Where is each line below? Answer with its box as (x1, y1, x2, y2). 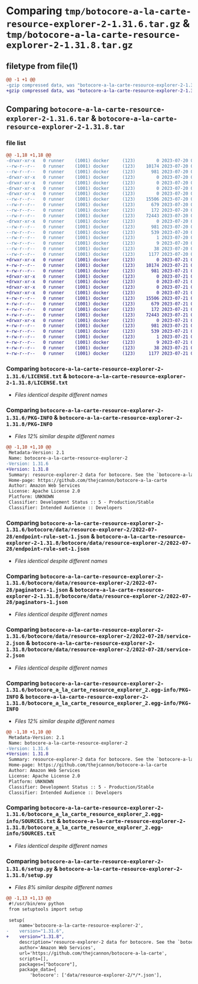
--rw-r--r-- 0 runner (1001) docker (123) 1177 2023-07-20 (6, 252, 189, 258)
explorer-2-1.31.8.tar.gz (6, 40, 133, 51)
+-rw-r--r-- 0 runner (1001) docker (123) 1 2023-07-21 (6, 334, 189, 340)
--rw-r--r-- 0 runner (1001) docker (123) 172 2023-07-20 (6, 207, 189, 214)
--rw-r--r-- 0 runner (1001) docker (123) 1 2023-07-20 (6, 235, 189, 241)
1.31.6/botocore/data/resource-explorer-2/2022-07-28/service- (6, 633, 192, 640)
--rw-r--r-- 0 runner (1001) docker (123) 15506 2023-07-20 (6, 197, 189, 202)
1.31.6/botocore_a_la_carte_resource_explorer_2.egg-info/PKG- (6, 686, 192, 693)
